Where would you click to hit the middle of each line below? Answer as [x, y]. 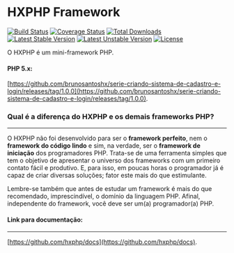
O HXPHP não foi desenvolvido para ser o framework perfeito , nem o [107, 138]
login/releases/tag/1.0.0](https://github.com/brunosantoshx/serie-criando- [114, 91]
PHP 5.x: [20, 68]
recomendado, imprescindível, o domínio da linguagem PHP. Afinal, [104, 197]
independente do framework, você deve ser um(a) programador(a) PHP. [111, 204]
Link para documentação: [45, 220]
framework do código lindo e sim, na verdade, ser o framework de [104, 146]
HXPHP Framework [64, 12]
